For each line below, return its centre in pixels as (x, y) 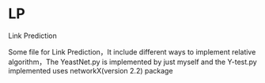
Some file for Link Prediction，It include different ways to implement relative (132, 51)
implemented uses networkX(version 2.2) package (91, 70)
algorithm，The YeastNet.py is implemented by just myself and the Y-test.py (132, 62)
